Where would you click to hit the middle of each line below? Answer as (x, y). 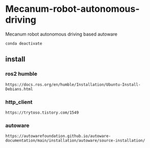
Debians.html (19, 89)
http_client (19, 102)
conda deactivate (24, 43)
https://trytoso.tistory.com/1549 (42, 113)
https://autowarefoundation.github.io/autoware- (58, 136)
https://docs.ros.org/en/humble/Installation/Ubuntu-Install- (73, 85)
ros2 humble (21, 74)
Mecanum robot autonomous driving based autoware (61, 34)
